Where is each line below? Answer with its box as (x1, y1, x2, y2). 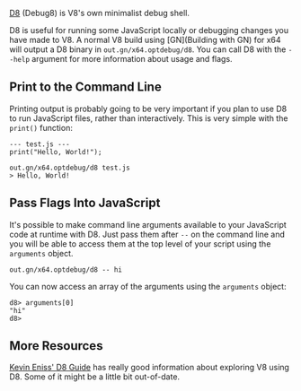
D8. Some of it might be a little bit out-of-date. (9, 371, 181, 382)
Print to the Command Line (9, 80, 162, 95)
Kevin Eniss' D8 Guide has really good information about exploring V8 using (9, 362, 290, 373)
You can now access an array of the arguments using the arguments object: (9, 281, 287, 291)
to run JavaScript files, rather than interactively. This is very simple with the (9, 112, 288, 124)
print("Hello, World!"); (9, 147, 102, 156)
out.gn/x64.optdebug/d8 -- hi (9, 265, 123, 274)
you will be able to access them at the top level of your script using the (9, 238, 271, 249)
